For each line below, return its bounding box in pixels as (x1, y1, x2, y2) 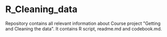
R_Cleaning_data (5, 4, 78, 15)
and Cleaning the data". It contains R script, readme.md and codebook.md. (5, 25, 162, 31)
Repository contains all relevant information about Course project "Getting (5, 20, 161, 26)
